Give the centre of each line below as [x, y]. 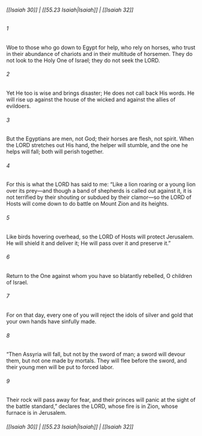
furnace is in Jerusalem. [36, 413]
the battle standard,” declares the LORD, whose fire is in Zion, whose [92, 406]
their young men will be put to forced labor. [60, 367]
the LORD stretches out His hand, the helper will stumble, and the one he [97, 145]
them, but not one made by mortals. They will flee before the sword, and [96, 361]
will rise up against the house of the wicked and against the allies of [91, 100]
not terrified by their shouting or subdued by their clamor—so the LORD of [99, 197]
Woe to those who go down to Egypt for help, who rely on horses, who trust [101, 47]
